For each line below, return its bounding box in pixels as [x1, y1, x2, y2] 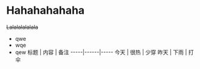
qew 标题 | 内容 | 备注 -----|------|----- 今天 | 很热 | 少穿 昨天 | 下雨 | [15, 49, 187, 56]
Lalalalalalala [6, 23, 38, 31]
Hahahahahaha [6, 4, 85, 17]
